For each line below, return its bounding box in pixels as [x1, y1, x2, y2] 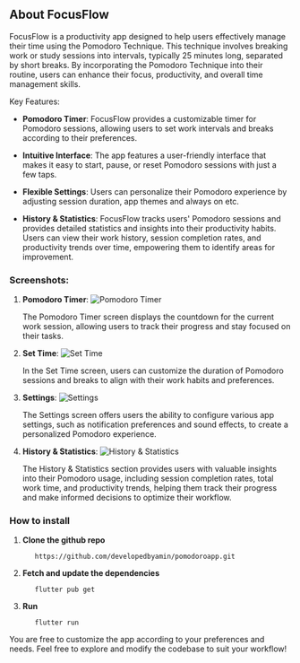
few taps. [21, 169, 57, 179]
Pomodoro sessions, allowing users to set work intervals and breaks [21, 123, 274, 134]
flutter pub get [34, 585, 96, 595]
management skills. [9, 78, 81, 89]
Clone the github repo [21, 535, 106, 545]
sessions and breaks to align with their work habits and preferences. [21, 375, 275, 386]
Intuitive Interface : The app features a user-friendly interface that [21, 150, 267, 161]
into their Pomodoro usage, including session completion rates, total [21, 473, 274, 484]
